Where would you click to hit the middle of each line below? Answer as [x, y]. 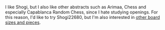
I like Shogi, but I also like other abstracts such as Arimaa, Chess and [76, 7]
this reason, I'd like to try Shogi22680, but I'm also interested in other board [82, 17]
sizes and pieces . [23, 22]
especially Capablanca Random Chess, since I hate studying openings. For [82, 12]
